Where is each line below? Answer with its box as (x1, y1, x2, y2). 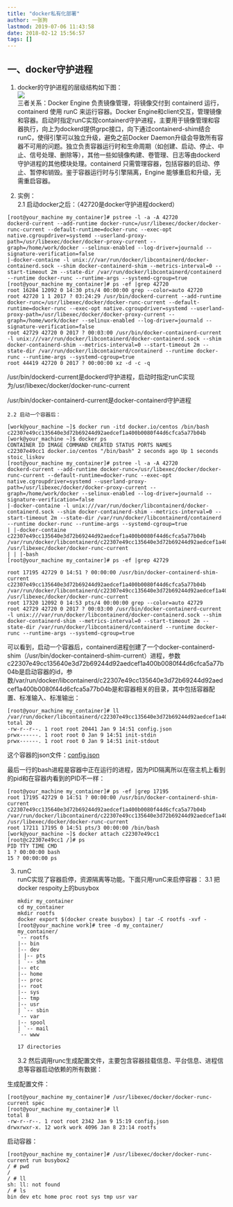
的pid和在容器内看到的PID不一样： (7, 774, 105, 782)
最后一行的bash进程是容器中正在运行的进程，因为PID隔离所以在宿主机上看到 (7, 765, 226, 773)
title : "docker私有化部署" (7, 10, 80, 17)
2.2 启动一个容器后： (7, 411, 61, 418)
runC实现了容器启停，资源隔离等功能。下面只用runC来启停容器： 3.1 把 (17, 875, 221, 883)
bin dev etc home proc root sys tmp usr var (7, 1193, 138, 1200)
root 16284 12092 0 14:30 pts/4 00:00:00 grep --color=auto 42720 (7, 286, 203, 293)
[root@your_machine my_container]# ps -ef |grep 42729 (7, 556, 169, 564)
